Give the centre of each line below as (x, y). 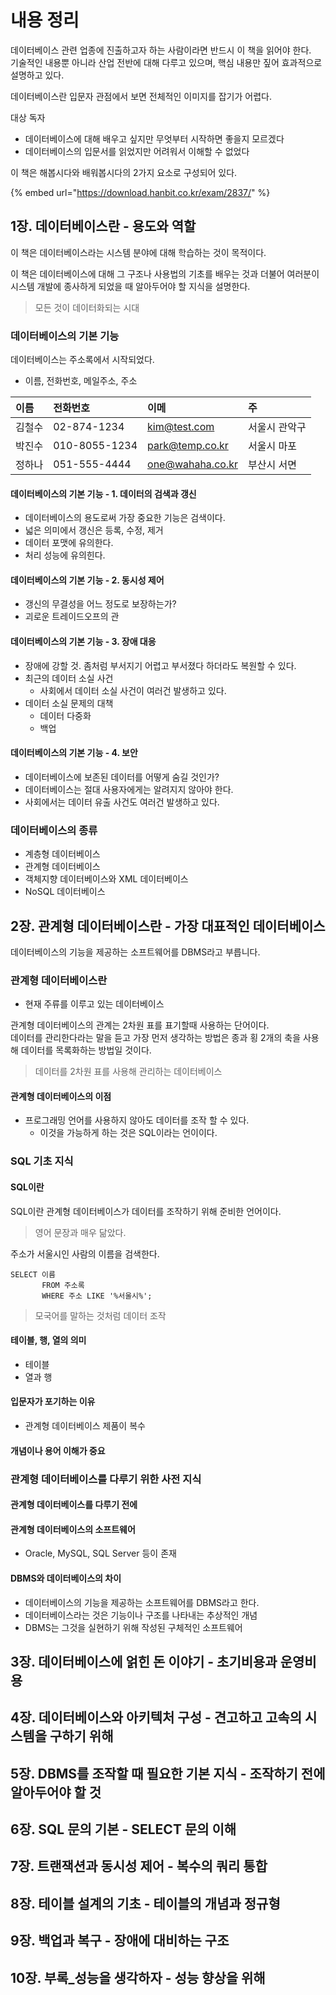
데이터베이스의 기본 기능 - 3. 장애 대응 (83, 642)
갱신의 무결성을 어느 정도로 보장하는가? (100, 604)
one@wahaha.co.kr (192, 464)
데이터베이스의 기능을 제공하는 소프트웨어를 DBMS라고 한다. (142, 1602)
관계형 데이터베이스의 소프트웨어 (73, 1529)
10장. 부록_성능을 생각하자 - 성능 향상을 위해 (138, 1977)
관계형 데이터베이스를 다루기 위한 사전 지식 (106, 1479)
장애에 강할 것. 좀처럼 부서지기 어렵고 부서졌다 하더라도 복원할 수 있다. (160, 665)
